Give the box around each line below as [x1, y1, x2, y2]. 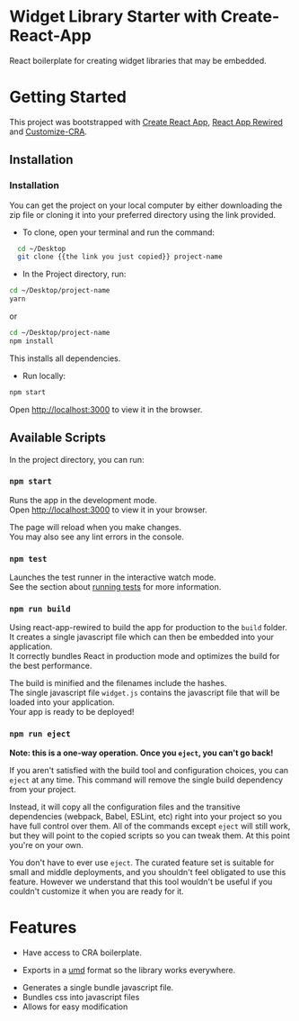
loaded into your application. [9, 697, 115, 708]
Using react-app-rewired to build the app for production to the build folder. [9, 622, 287, 633]
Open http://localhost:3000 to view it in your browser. [9, 504, 208, 515]
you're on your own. [9, 839, 84, 850]
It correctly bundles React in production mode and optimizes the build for [9, 651, 280, 662]
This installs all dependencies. [9, 353, 121, 364]
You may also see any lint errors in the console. [9, 531, 184, 542]
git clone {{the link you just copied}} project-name [17, 252, 223, 262]
